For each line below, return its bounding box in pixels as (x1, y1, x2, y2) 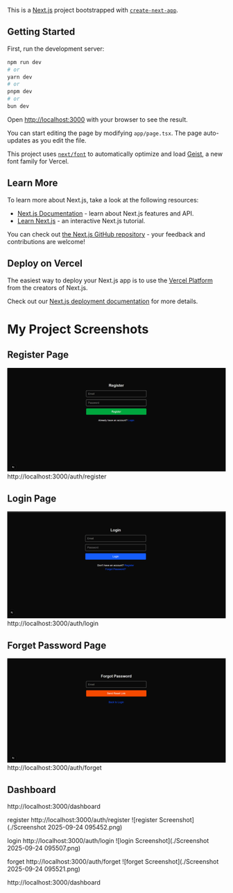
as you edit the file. (32, 136, 87, 145)
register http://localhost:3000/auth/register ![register (7, 815, 158, 823)
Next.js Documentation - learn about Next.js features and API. (17, 209, 194, 218)
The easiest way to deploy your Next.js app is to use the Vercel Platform (7, 276, 214, 284)
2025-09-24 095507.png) (7, 844, 81, 852)
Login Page (7, 492, 57, 504)
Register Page (7, 349, 69, 361)
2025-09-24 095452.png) (47, 823, 123, 831)
